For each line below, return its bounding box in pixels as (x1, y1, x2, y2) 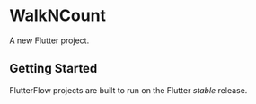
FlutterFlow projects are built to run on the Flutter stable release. (9, 84, 248, 95)
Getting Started (9, 61, 98, 76)
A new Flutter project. (9, 35, 90, 46)
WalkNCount (9, 5, 106, 26)
